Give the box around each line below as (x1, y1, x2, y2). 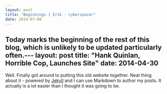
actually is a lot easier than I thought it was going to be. (5, 83, 120, 89)
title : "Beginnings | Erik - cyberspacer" (5, 12, 96, 17)
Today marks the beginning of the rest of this (5, 35, 150, 44)
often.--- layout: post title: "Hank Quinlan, (5, 51, 140, 59)
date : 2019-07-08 (5, 17, 42, 22)
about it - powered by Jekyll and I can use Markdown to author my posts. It (5, 77, 161, 83)
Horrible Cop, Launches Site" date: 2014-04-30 (5, 59, 159, 67)
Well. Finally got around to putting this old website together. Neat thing (5, 72, 152, 78)
